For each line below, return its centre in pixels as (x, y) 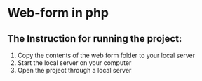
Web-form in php (58, 13)
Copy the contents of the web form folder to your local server (106, 55)
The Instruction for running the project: (95, 39)
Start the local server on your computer (74, 63)
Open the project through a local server (74, 70)
